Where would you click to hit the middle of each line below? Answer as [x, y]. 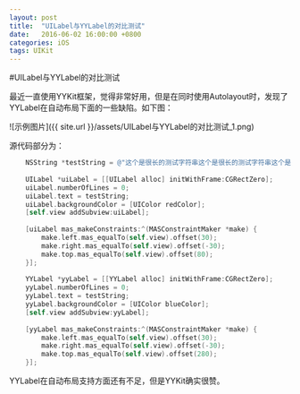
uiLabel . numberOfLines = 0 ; [77, 188]
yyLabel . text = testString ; [77, 296]
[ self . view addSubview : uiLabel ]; [87, 213]
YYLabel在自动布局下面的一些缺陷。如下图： [91, 107]
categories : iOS [39, 43]
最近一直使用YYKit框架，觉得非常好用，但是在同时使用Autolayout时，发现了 [149, 97]
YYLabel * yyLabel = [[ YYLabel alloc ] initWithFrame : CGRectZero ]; [150, 279]
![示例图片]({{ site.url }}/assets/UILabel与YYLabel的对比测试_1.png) [132, 127]
